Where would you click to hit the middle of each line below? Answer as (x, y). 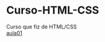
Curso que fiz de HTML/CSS (42, 27)
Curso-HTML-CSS (53, 10)
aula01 (14, 33)
